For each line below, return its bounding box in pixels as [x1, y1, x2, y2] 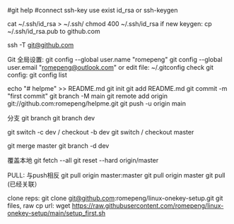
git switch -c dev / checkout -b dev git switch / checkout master [7, 128, 194, 136]
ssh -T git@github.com [7, 41, 74, 49]
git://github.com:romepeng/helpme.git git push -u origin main [7, 99, 186, 108]
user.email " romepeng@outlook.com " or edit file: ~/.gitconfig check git [7, 63, 213, 71]
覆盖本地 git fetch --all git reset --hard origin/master [7, 156, 159, 164]
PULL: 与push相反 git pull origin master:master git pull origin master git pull [7, 171, 226, 179]
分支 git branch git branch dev [7, 114, 95, 122]
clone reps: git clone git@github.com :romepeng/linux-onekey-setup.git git [7, 194, 223, 202]
